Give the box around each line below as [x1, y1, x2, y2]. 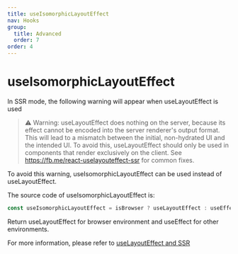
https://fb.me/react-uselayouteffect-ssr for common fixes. [24, 156, 195, 164]
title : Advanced [13, 30, 62, 37]
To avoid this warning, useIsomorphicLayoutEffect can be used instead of [7, 169, 222, 178]
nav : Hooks [7, 17, 40, 24]
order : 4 [7, 43, 33, 50]
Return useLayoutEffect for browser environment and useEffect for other [7, 217, 220, 226]
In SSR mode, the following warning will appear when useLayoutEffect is [7, 97, 218, 105]
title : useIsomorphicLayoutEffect [7, 10, 110, 18]
